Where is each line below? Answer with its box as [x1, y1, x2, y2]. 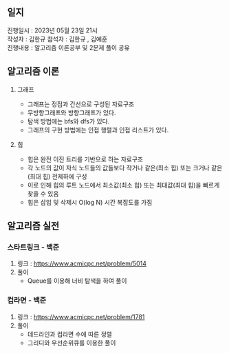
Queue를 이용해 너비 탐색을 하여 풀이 [27, 276, 127, 285]
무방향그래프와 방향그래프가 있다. [27, 108, 116, 117]
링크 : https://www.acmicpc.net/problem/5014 [17, 259, 146, 268]
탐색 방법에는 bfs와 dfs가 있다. [27, 117, 110, 125]
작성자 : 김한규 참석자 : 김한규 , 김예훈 [7, 34, 108, 43]
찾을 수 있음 [27, 189, 59, 198]
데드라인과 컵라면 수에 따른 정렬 [27, 330, 112, 338]
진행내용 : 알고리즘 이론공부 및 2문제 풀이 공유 [7, 43, 130, 52]
